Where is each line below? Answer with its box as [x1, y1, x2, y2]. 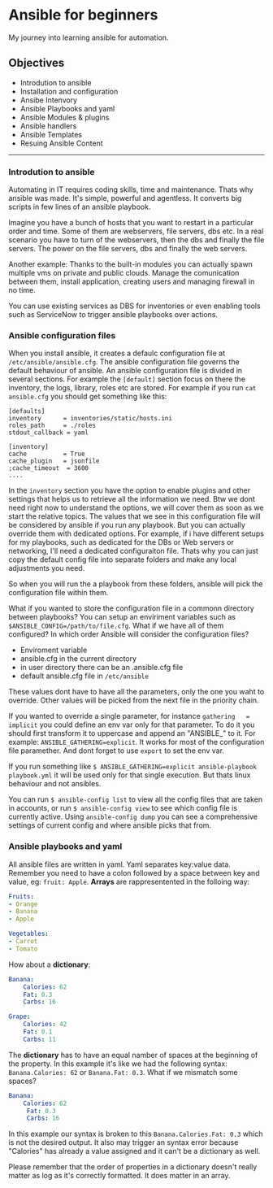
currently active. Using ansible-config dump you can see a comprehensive [8, 812, 258, 822]
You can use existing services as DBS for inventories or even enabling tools [8, 301, 262, 311]
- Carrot [8, 938, 38, 946]
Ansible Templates [19, 129, 83, 139]
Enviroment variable [19, 645, 88, 655]
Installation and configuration [19, 86, 119, 96]
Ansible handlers [19, 120, 77, 131]
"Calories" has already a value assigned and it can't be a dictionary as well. [8, 1147, 261, 1156]
